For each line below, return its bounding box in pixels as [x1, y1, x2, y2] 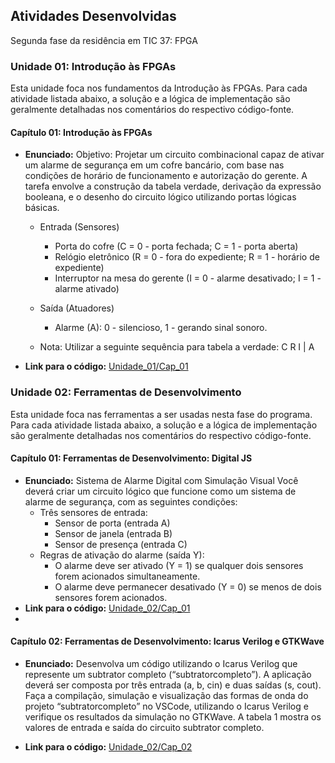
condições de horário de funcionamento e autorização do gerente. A [24, 170, 308, 182]
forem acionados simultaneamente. [54, 570, 201, 582]
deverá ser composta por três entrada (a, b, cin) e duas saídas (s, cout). [24, 679, 322, 691]
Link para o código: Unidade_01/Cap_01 [24, 360, 189, 373]
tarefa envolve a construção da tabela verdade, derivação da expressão [24, 180, 322, 193]
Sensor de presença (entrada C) [54, 538, 188, 550]
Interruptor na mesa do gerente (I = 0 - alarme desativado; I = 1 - [54, 272, 322, 284]
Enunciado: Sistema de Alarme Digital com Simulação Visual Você [24, 474, 299, 486]
